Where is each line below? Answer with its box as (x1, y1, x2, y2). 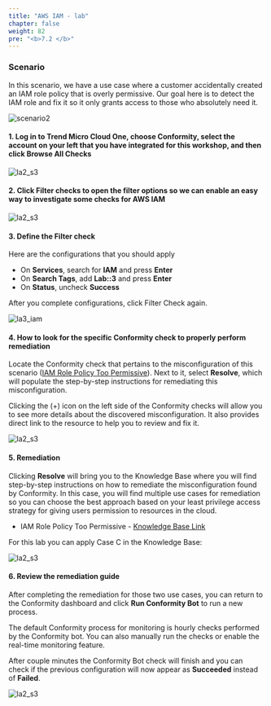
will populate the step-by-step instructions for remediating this (8, 376, 218, 387)
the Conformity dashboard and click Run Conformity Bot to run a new (8, 598, 243, 607)
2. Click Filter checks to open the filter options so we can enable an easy (8, 186, 259, 195)
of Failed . (8, 673, 41, 682)
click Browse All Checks (8, 149, 92, 159)
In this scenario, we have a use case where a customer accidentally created (8, 80, 263, 90)
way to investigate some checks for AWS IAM (8, 195, 165, 204)
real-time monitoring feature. (8, 640, 106, 650)
